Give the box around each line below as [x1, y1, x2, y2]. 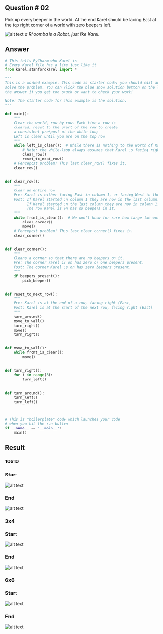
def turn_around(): [5, 390, 45, 396]
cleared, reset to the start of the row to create [14, 125, 118, 130]
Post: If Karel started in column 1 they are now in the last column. [14, 197, 160, 202]
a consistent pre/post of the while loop [14, 129, 98, 134]
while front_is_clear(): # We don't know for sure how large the [14, 215, 151, 220]
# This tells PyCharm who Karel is [5, 58, 77, 63]
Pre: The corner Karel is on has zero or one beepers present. [14, 260, 145, 265]
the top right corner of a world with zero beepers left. [5, 22, 112, 28]
